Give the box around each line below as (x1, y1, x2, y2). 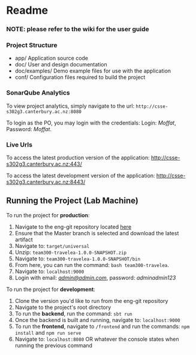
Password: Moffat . (6, 125, 52, 132)
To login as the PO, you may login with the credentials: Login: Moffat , (6, 119, 176, 126)
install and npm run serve (14, 329, 82, 336)
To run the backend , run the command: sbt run (14, 310, 133, 317)
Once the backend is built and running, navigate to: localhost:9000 (14, 316, 180, 323)
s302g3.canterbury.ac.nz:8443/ (6, 178, 86, 186)
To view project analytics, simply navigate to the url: (6, 102, 135, 110)
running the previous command (14, 342, 93, 349)
